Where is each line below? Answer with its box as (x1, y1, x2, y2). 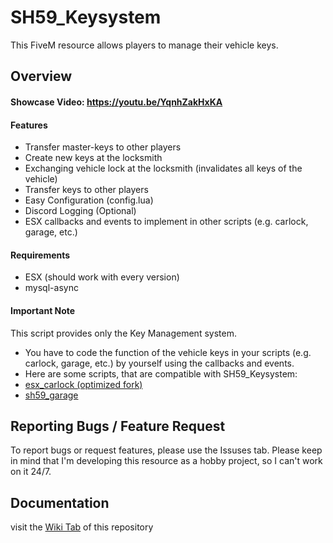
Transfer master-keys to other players (24, 141, 182, 153)
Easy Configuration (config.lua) (24, 194, 154, 206)
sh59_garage (24, 389, 79, 401)
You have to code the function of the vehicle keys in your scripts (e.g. (24, 346, 312, 358)
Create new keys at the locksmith (24, 152, 163, 164)
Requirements (10, 249, 71, 261)
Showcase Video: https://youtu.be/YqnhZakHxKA (10, 96, 223, 108)
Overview (10, 68, 73, 85)
